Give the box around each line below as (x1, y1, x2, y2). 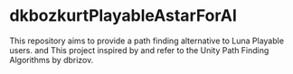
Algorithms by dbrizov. (9, 54, 94, 65)
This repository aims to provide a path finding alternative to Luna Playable (9, 35, 285, 46)
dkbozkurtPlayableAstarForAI (9, 5, 238, 26)
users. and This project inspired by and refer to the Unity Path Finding (9, 44, 269, 55)
